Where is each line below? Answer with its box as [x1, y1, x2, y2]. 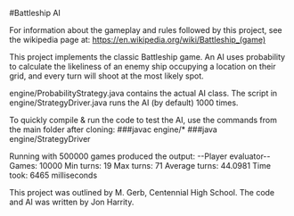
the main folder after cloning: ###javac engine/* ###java [9, 124, 218, 135]
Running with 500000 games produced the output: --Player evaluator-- [9, 151, 271, 162]
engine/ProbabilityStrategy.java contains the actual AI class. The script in [9, 88, 278, 98]
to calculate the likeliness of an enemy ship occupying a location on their [9, 62, 276, 71]
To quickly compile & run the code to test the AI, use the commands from [9, 115, 278, 125]
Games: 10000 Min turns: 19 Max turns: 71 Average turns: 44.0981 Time [9, 161, 272, 170]
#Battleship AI [9, 8, 61, 18]
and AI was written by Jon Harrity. [9, 196, 135, 207]
